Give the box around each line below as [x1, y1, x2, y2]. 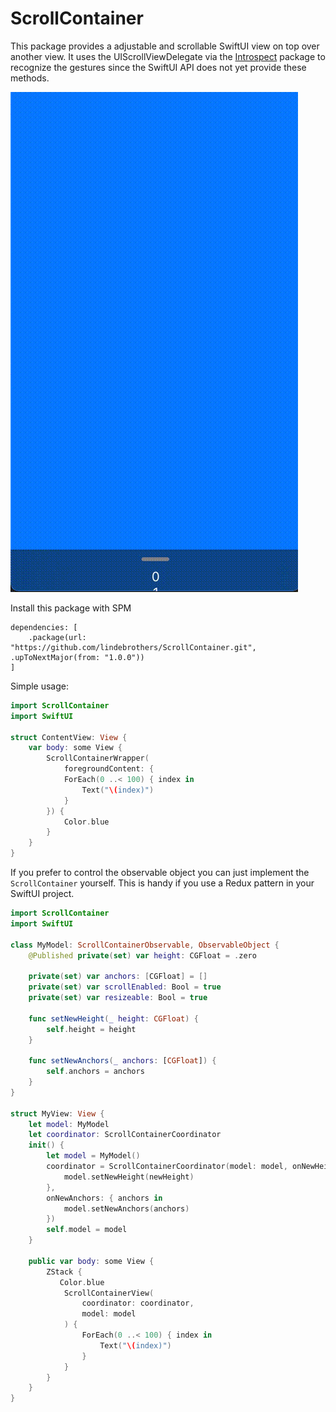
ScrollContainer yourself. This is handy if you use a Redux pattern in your [10, 877, 315, 889]
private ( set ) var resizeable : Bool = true [28, 993, 208, 1003]
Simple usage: [10, 680, 70, 692]
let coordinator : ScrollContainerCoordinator [28, 1130, 222, 1140]
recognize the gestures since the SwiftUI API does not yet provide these [10, 61, 307, 73]
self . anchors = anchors [46, 1067, 145, 1077]
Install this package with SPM [10, 602, 132, 614]
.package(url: [28, 632, 87, 642]
